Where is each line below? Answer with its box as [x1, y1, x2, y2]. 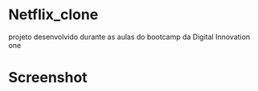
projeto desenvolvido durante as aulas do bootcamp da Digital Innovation [8, 32, 251, 42]
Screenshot [8, 69, 88, 87]
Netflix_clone [8, 6, 99, 24]
